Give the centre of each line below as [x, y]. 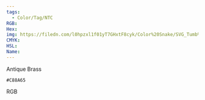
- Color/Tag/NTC [32, 18]
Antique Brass [24, 69]
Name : [13, 52]
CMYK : [13, 40]
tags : [13, 12]
